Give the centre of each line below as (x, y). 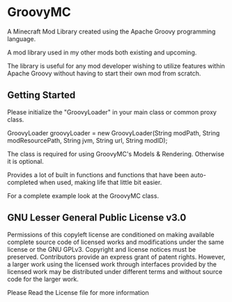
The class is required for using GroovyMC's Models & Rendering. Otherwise (116, 153)
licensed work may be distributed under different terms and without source (115, 271)
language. (22, 38)
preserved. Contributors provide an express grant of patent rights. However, (116, 257)
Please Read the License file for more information (78, 292)
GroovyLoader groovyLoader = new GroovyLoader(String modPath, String (114, 133)
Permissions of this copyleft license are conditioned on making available (111, 234)
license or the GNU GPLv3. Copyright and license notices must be (102, 249)
